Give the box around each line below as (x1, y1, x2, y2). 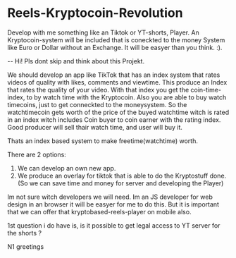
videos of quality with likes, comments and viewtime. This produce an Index (7, 78, 228, 86)
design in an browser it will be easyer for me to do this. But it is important (7, 199, 220, 209)
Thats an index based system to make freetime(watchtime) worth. (7, 136, 199, 145)
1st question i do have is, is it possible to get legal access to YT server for (7, 221, 221, 230)
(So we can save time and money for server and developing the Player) (17, 178, 224, 188)
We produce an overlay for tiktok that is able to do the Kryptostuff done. (17, 171, 227, 180)
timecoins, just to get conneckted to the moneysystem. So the (7, 100, 187, 109)
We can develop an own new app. (17, 164, 116, 172)
